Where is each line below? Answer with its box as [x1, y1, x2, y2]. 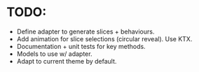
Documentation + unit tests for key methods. [16, 42, 146, 50]
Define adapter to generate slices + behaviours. [16, 27, 155, 36]
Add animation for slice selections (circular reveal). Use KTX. [16, 34, 193, 43]
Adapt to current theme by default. [16, 57, 117, 65]
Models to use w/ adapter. [16, 50, 92, 58]
